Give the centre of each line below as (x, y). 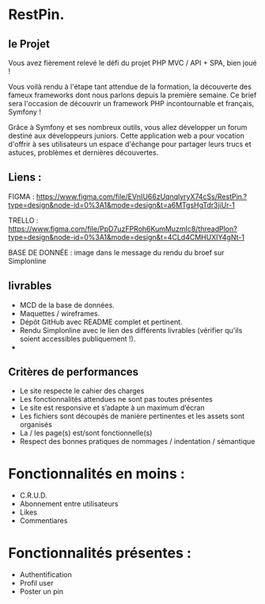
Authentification (46, 575)
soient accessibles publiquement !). (78, 338)
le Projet (29, 44)
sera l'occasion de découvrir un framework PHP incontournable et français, (131, 103)
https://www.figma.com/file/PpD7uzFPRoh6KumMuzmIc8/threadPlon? (123, 228)
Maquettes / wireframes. (60, 313)
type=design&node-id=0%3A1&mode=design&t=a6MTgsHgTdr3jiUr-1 (122, 205)
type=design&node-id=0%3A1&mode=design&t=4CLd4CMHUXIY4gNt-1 (127, 237)
